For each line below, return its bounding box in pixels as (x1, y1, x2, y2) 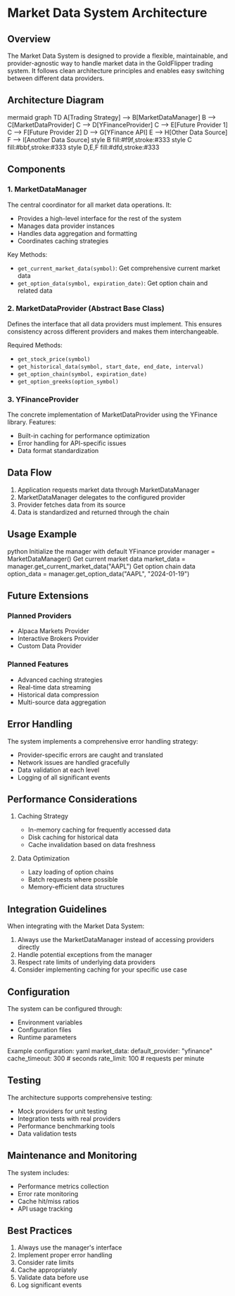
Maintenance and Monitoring (7, 1150, 137, 1162)
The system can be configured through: (7, 1004, 123, 1012)
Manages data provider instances (17, 222, 115, 230)
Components (7, 163, 65, 175)
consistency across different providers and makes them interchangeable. (7, 327, 220, 336)
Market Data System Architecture (7, 5, 208, 21)
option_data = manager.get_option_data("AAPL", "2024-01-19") (7, 569, 190, 578)
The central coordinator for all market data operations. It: (7, 201, 172, 209)
